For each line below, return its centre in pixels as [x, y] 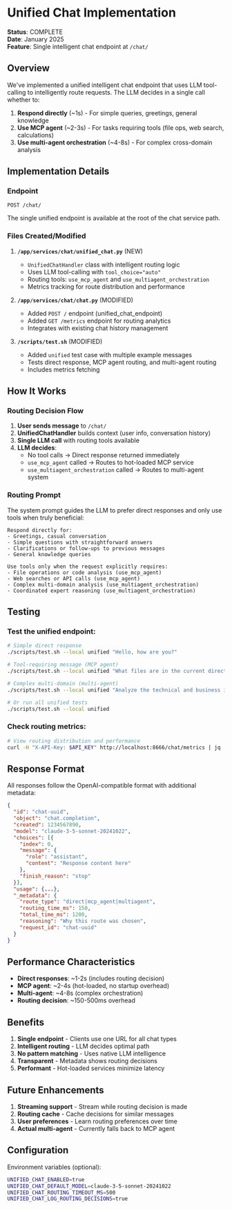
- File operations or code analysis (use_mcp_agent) [85, 572]
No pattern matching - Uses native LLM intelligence [91, 1054]
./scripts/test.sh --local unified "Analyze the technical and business [114, 690]
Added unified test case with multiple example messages [109, 354]
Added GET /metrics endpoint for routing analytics [99, 321]
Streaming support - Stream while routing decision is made [102, 1106]
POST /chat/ [24, 205]
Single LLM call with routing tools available [78, 441]
